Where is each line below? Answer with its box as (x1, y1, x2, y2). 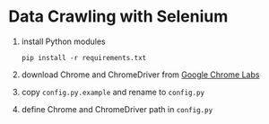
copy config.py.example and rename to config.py (21, 86, 205, 97)
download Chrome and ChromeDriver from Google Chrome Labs (21, 69, 260, 80)
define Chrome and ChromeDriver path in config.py (21, 103, 213, 114)
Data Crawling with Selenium (8, 6, 229, 27)
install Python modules (21, 36, 107, 47)
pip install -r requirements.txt (21, 53, 147, 62)
